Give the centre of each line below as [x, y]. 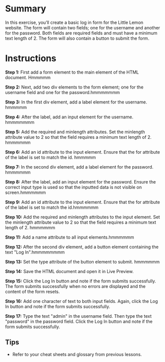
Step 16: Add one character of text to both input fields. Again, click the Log [82, 301]
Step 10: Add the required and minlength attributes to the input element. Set [82, 217]
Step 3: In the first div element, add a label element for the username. [76, 102]
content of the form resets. [33, 291]
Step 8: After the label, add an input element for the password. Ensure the [81, 181]
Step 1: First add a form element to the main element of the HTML [72, 72]
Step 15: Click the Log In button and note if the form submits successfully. [81, 281]
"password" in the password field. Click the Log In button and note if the [79, 321]
